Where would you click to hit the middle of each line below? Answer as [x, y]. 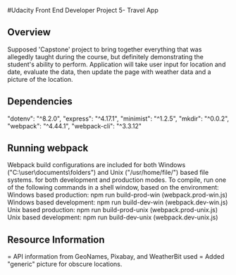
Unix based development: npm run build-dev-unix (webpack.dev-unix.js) [113, 217]
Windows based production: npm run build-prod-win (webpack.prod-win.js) [117, 195]
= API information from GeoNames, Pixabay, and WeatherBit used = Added [116, 257]
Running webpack [48, 148]
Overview [29, 32]
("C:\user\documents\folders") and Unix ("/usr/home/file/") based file [108, 173]
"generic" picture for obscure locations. [65, 264]
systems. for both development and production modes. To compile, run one [117, 180]
